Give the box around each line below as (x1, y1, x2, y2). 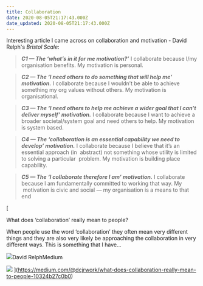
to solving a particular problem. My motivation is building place (21, 155, 181, 162)
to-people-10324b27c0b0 (6, 273, 72, 280)
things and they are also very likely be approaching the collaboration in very (6, 235, 196, 242)
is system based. (21, 124, 64, 131)
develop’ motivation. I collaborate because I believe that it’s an (21, 142, 181, 150)
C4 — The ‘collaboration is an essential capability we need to (21, 136, 181, 143)
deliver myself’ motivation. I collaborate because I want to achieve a (21, 111, 196, 119)
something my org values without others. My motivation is (21, 86, 167, 94)
